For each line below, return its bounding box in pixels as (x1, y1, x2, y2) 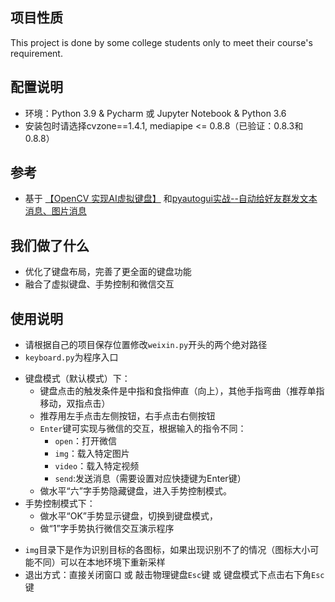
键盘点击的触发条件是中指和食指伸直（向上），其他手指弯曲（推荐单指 (39, 385, 325, 397)
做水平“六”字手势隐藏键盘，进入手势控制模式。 (39, 485, 232, 497)
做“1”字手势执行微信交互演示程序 (39, 523, 175, 535)
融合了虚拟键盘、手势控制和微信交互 (24, 278, 175, 290)
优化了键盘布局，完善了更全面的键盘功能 (24, 266, 192, 278)
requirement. (10, 47, 63, 59)
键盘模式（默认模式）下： (24, 373, 131, 385)
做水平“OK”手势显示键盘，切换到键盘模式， (39, 510, 219, 522)
